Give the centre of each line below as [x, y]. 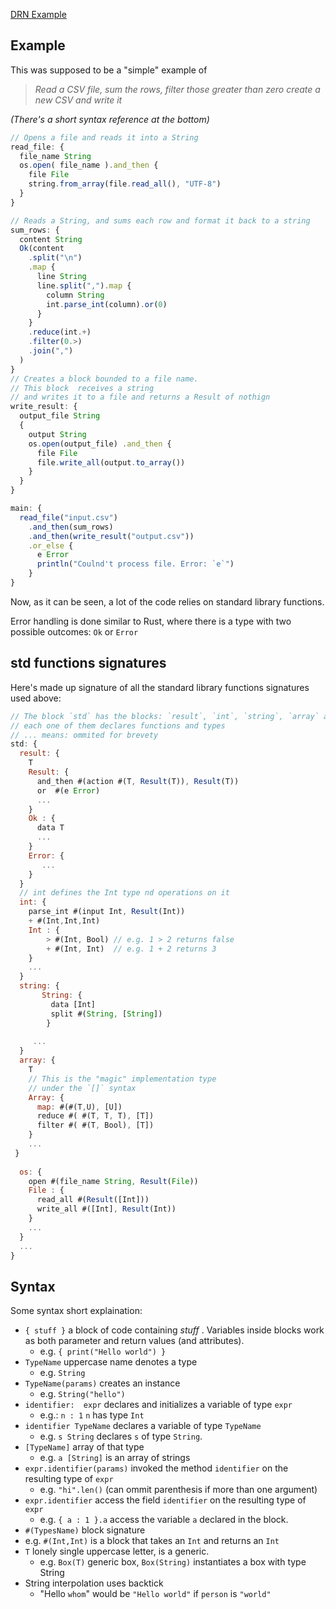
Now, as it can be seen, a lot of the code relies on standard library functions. [167, 601]
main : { [26, 509]
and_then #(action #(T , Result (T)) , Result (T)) [138, 781]
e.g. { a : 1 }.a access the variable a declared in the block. [164, 1520]
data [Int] [73, 1004]
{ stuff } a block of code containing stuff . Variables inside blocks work [174, 1330]
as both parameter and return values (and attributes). [134, 1341]
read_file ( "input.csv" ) [68, 517]
